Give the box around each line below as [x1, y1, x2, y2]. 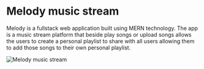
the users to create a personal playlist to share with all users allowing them [6, 37, 195, 45]
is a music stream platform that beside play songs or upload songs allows [6, 31, 192, 38]
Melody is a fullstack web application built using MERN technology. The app [6, 24, 198, 32]
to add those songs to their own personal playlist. [6, 44, 131, 51]
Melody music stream [6, 4, 119, 18]
